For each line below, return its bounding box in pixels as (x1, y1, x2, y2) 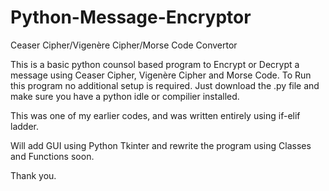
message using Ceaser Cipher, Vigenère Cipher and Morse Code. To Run (10, 69, 312, 81)
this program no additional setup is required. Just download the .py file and (10, 79, 320, 91)
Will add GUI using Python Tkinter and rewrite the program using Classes (10, 139, 312, 151)
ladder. (10, 120, 39, 132)
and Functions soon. (10, 150, 95, 162)
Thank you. (10, 169, 57, 181)
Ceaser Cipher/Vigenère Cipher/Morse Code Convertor (10, 39, 238, 51)
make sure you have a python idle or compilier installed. (10, 90, 240, 102)
